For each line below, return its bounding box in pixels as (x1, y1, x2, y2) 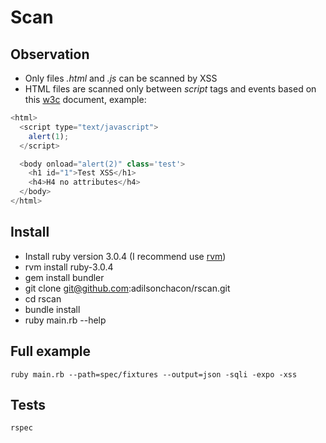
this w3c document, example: (24, 94, 147, 105)
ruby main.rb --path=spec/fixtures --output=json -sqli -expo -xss (10, 369, 298, 380)
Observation (10, 46, 90, 63)
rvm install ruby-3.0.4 (24, 261, 114, 273)
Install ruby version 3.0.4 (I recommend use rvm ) (24, 250, 227, 262)
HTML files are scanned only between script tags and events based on (24, 83, 317, 95)
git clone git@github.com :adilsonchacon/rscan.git (24, 282, 231, 294)
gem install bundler (24, 271, 105, 283)
